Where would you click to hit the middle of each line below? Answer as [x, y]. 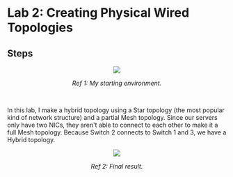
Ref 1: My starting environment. [117, 83]
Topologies [40, 28]
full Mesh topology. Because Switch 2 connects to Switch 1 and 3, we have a [117, 132]
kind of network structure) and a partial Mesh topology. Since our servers [112, 117]
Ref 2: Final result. [117, 166]
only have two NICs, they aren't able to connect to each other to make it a [113, 125]
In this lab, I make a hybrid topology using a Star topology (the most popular [116, 110]
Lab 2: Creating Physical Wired [98, 13]
